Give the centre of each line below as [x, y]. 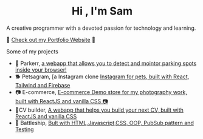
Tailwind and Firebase [43, 85]
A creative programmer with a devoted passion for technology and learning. [101, 28]
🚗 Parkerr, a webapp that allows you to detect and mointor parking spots [106, 63]
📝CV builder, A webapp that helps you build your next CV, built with [99, 110]
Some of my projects [33, 51]
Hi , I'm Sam [102, 11]
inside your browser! [41, 69]
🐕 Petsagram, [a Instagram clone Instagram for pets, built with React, [102, 76]
